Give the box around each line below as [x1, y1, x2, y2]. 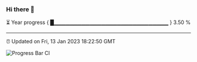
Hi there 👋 [6, 5, 35, 13]
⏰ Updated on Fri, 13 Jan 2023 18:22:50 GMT [6, 38, 116, 45]
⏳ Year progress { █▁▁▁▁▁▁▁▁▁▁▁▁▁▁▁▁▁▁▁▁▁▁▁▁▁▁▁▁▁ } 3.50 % [6, 19, 191, 26]
